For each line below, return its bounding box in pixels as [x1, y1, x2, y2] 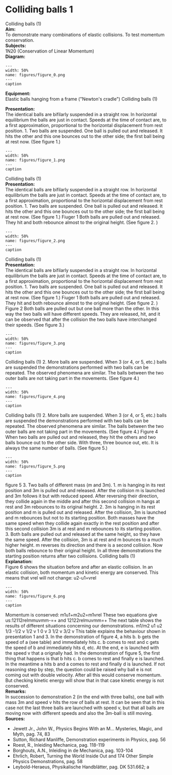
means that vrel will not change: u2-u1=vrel [5, 574, 96, 581]
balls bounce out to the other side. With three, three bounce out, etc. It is [5, 439, 159, 445]
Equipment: [5, 90, 31, 96]
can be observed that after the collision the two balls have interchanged [5, 316, 157, 322]
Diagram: [5, 53, 26, 60]
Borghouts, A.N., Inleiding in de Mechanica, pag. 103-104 [12, 747, 133, 753]
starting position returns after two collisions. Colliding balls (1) [5, 553, 136, 559]
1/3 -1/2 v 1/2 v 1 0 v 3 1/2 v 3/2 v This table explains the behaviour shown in [5, 628, 166, 634]
